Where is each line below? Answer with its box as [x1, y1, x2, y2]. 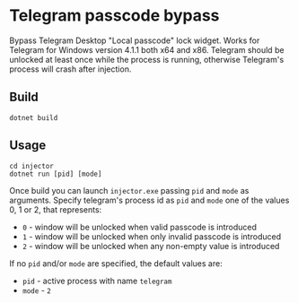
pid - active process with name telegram [22, 275, 172, 286]
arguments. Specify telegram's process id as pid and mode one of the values [9, 195, 290, 205]
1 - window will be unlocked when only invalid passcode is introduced [22, 230, 281, 242]
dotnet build [9, 113, 58, 122]
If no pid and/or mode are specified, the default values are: [9, 257, 223, 269]
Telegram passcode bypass [9, 5, 220, 26]
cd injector [9, 161, 54, 170]
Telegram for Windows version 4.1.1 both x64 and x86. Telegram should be [9, 44, 285, 55]
